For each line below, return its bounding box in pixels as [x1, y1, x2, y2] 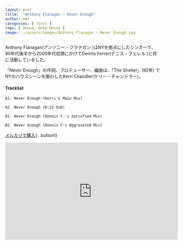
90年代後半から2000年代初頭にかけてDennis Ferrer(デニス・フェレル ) [5, 50, 149, 56]
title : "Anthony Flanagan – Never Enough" [5, 12, 96, 17]
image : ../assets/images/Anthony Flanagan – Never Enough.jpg [5, 30, 136, 35]
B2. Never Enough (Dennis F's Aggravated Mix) [5, 122, 103, 127]
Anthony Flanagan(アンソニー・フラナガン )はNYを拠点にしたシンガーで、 [5, 44, 156, 50]
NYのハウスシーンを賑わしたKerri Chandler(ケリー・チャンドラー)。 [5, 74, 143, 79]
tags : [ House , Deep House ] [5, 26, 65, 31]
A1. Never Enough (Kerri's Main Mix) [5, 96, 83, 101]
